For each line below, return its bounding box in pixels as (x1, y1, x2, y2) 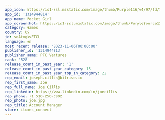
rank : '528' (5, 57, 29, 62)
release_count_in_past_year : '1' (5, 62, 74, 67)
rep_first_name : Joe (5, 80, 48, 85)
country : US (5, 30, 29, 35)
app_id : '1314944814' (5, 12, 50, 17)
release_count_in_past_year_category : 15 (5, 67, 91, 72)
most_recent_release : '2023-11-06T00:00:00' (5, 44, 98, 48)
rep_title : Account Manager (5, 103, 63, 108)
